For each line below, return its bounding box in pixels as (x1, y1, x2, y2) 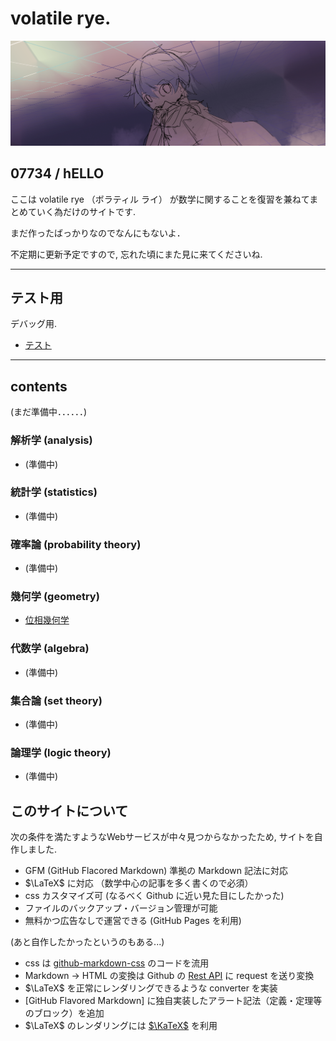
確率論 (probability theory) (10, 537, 142, 551)
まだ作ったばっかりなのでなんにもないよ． (10, 227, 186, 239)
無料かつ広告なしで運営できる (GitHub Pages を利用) (24, 915, 242, 927)
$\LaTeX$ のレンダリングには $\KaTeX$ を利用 (24, 1020, 218, 1032)
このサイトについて (10, 802, 129, 819)
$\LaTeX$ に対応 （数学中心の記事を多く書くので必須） (24, 877, 254, 889)
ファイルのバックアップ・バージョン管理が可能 (24, 902, 218, 914)
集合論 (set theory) (10, 693, 103, 707)
